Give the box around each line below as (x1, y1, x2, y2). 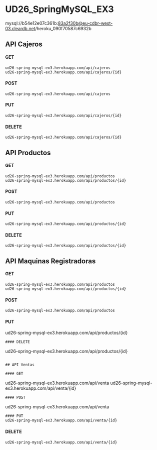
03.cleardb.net (5, 25, 35, 31)
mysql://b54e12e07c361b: (5, 20, 58, 26)
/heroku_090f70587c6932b (34, 25, 91, 31)
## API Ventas (5, 363, 35, 368)
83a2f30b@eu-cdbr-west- (57, 20, 113, 26)
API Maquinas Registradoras (5, 257, 96, 265)
